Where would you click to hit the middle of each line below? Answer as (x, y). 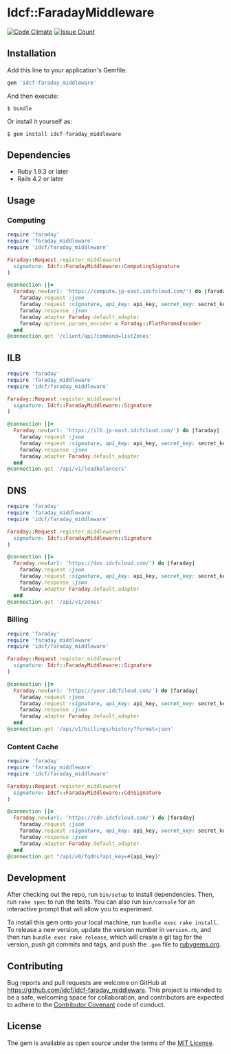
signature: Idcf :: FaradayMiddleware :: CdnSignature (87, 793)
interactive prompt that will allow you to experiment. (80, 909)
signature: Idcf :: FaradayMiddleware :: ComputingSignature (97, 266)
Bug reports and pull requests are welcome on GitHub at (87, 983)
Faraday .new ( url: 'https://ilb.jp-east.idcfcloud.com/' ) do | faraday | (117, 431)
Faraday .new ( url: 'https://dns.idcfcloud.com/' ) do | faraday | (104, 563)
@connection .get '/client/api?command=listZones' (80, 336)
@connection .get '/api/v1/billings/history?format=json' (90, 729)
